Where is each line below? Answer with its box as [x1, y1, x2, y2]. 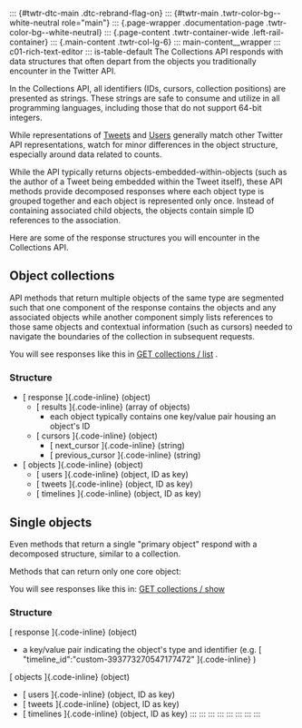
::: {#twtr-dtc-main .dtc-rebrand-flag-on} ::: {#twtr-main [9, 8, 219, 18]
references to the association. [9, 215, 121, 225]
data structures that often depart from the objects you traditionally [9, 56, 257, 66]
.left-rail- [250, 27, 285, 37]
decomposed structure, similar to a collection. [9, 548, 181, 559]
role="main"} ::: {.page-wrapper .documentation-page [61, 17, 265, 28]
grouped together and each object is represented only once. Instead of [9, 195, 275, 206]
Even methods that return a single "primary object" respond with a [9, 538, 258, 549]
